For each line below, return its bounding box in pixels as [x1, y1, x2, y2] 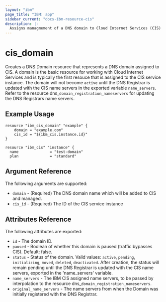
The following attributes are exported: [5, 228, 83, 234]
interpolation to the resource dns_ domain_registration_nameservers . [12, 280, 152, 287]
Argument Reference [5, 167, 72, 176]
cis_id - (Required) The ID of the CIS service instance [12, 200, 123, 207]
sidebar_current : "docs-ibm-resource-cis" [5, 16, 94, 21]
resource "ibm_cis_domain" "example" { [5, 123, 88, 128]
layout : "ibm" [5, 7, 35, 12]
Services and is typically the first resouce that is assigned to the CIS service [5, 74, 161, 80]
